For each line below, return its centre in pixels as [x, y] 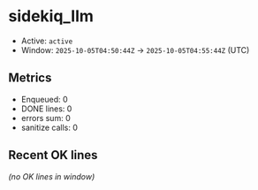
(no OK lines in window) [52, 176]
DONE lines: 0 [46, 109]
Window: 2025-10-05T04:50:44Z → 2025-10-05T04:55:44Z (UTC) [135, 49]
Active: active [47, 41]
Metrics [30, 78]
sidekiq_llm [51, 16]
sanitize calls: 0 [49, 127]
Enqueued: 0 [44, 99]
